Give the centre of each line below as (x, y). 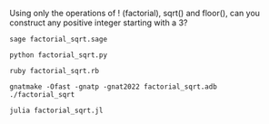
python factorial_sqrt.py (58, 55)
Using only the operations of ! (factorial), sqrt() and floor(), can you (135, 13)
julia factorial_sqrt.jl (56, 110)
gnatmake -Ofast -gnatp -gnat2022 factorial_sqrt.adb (114, 87)
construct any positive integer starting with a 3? (99, 23)
